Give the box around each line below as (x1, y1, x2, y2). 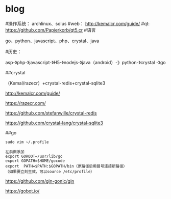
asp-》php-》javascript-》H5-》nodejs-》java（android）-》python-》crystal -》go (5, 59, 166, 65)
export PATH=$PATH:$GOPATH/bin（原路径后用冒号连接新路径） (5, 163, 128, 168)
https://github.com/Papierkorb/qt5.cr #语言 (5, 26, 96, 33)
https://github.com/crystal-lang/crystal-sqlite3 (5, 120, 104, 126)
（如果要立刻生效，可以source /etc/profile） (5, 169, 94, 174)
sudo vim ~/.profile (5, 139, 50, 145)
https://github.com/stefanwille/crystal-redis (5, 110, 97, 116)
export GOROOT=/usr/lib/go (5, 154, 63, 159)
